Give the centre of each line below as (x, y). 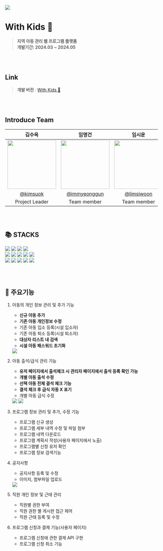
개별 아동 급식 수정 (37, 396)
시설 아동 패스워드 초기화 (42, 346)
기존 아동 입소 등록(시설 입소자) (49, 327)
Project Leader (32, 202)
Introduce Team (30, 120)
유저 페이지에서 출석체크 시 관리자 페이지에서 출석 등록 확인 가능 (79, 371)
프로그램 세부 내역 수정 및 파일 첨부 (52, 428)
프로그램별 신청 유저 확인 (43, 446)
